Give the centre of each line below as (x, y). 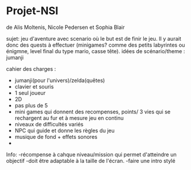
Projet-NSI (32, 11)
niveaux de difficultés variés (49, 124)
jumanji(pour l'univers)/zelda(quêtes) (60, 80)
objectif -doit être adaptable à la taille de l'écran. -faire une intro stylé (91, 161)
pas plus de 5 (31, 105)
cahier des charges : (31, 68)
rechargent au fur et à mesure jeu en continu (69, 118)
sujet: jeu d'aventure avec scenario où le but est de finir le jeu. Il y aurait (94, 38)
